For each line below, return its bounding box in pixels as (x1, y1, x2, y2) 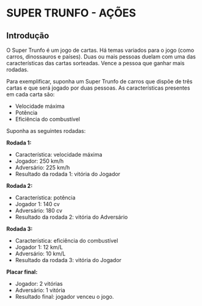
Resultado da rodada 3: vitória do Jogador (15, 257, 122, 263)
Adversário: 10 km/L (15, 250, 66, 257)
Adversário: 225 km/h (15, 164, 70, 171)
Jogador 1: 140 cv (15, 201, 60, 207)
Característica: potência (15, 194, 76, 201)
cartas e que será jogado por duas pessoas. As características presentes (6, 84, 190, 91)
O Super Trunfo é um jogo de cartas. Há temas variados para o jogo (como (6, 46, 194, 54)
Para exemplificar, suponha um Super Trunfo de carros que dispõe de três (6, 78, 193, 85)
